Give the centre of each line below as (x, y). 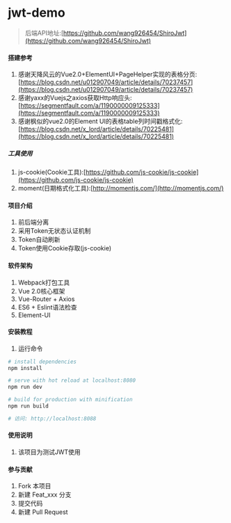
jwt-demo (37, 13)
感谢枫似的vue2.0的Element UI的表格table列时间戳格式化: (100, 121)
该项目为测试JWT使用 (49, 452)
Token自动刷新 (39, 240)
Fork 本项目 (34, 486)
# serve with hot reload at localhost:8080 (72, 380)
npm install (25, 368)
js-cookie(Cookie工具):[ (52, 172)
